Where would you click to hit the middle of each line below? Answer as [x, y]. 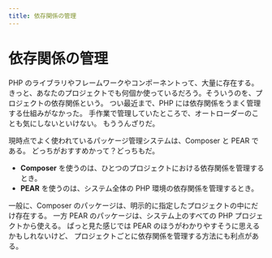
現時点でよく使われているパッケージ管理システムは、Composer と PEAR [129, 140]
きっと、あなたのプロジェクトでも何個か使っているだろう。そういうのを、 [132, 92]
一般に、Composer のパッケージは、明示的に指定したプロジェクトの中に [130, 205]
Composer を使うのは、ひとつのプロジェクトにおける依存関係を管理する [142, 168]
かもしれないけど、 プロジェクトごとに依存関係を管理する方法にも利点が [130, 235]
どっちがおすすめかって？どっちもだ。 [95, 150]
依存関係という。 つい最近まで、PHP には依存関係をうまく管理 [156, 103]
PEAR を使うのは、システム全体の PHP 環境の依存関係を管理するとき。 [139, 188]
